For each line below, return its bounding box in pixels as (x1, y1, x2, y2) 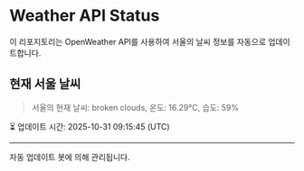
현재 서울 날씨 (9, 76, 81, 92)
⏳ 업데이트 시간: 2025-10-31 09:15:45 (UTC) (9, 121, 170, 131)
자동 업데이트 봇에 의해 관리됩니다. (9, 151, 130, 162)
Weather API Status (9, 5, 160, 26)
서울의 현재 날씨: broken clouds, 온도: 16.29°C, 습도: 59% (31, 102, 240, 112)
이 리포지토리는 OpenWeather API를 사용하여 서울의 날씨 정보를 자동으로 (9, 36, 267, 47)
